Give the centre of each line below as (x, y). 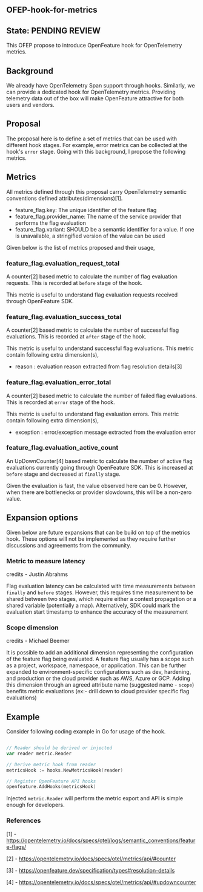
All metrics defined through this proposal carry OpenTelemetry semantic (96, 191)
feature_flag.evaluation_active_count (62, 448)
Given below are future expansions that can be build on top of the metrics (98, 532)
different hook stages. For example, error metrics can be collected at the (97, 145)
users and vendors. (30, 105)
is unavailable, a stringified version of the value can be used (90, 236)
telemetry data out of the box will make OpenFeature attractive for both (95, 98)
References (24, 821)
